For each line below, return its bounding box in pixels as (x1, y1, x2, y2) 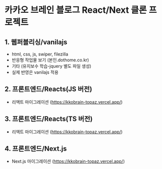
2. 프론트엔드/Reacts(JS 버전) (4, 85, 92, 93)
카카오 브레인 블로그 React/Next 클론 (4, 4, 147, 16)
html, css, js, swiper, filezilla (11, 51, 68, 57)
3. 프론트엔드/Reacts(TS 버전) (4, 115, 93, 123)
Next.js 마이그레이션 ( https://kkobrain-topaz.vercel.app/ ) (11, 158, 125, 165)
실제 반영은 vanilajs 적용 (11, 69, 59, 75)
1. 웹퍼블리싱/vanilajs (4, 38, 67, 46)
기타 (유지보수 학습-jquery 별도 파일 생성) (11, 63, 92, 69)
